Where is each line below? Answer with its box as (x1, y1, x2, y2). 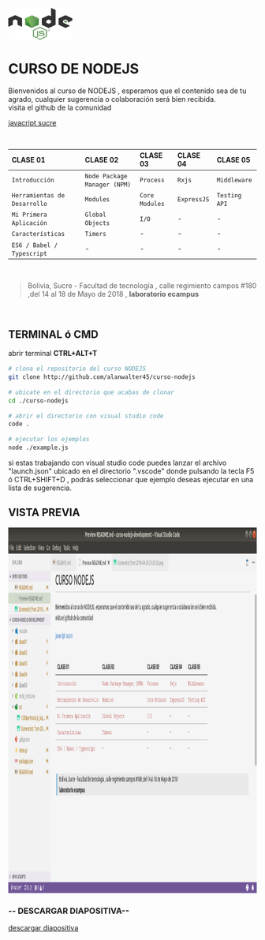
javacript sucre (8, 118, 57, 127)
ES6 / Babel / (11, 241, 58, 249)
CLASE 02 (84, 155, 119, 164)
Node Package (84, 172, 128, 180)
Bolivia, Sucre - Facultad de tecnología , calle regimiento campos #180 (27, 281, 257, 290)
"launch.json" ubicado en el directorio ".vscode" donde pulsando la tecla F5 (8, 466, 255, 476)
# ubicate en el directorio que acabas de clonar (8, 388, 175, 396)
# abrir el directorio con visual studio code (8, 412, 164, 420)
